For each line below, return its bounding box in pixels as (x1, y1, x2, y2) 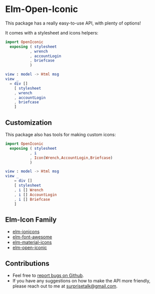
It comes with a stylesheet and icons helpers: (5, 30, 98, 36)
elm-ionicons (12, 229, 40, 235)
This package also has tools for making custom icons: (5, 132, 116, 137)
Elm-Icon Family (5, 215, 57, 224)
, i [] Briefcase (14, 197, 50, 202)
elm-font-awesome (12, 234, 52, 240)
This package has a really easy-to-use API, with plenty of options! (5, 20, 141, 26)
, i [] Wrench (14, 187, 43, 192)
